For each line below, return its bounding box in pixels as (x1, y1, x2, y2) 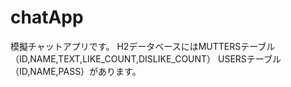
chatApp (10, 6, 84, 29)
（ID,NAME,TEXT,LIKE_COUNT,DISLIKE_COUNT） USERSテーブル (10, 52, 282, 65)
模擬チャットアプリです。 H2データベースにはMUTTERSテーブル (10, 40, 276, 52)
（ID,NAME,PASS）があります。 (10, 65, 142, 77)
